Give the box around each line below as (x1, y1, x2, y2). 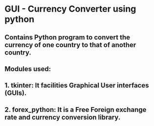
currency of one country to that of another (4, 40, 136, 49)
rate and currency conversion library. (4, 113, 121, 121)
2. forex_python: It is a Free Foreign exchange (4, 106, 147, 114)
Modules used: (4, 65, 51, 73)
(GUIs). (4, 89, 27, 97)
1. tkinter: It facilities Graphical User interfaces (4, 81, 149, 90)
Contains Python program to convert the (4, 33, 131, 41)
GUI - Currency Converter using (4, 3, 136, 15)
